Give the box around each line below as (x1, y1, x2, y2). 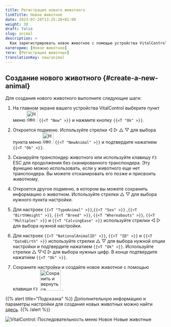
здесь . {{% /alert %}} (5, 307, 51, 313)
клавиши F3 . (12, 286, 64, 292)
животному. (12, 176, 39, 182)
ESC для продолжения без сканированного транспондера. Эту (12, 160, 150, 166)
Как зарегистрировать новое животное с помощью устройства (10, 41, 138, 46)
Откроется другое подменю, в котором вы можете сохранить (12, 186, 148, 192)
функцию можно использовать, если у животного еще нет (12, 165, 140, 171)
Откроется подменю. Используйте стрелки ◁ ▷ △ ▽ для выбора (12, 127, 156, 133)
